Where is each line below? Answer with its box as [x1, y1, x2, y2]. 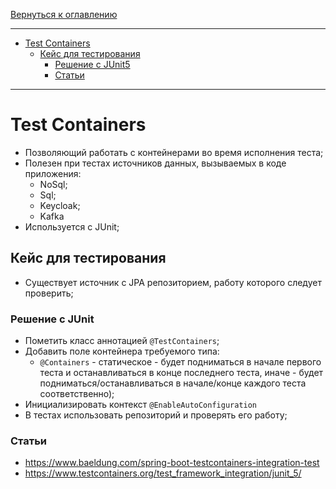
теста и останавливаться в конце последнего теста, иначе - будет [39, 367, 324, 379]
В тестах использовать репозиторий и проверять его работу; [24, 409, 288, 421]
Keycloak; [39, 199, 81, 211]
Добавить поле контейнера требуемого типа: [24, 345, 220, 358]
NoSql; [39, 178, 68, 190]
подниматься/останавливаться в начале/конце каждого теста [39, 377, 307, 389]
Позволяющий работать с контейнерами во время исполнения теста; [24, 146, 324, 158]
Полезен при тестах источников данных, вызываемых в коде [24, 157, 287, 169]
